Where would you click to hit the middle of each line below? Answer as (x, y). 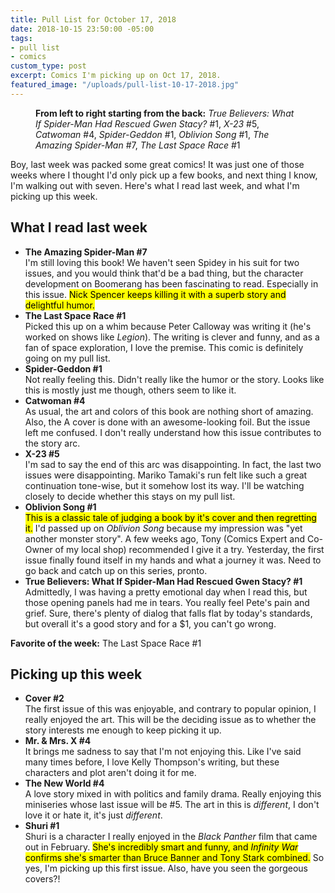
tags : (21, 38)
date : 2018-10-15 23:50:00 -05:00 (82, 29)
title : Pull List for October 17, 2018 (93, 19)
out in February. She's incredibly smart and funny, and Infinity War (161, 847)
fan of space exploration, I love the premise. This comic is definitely (164, 347)
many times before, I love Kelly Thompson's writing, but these (152, 762)
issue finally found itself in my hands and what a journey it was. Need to (173, 560)
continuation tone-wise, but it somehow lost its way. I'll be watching (164, 485)
